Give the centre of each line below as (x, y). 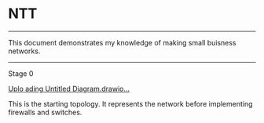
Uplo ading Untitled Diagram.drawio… (69, 89)
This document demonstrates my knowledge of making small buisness (123, 42)
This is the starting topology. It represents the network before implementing (130, 103)
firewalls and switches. (45, 112)
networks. (24, 51)
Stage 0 (21, 73)
